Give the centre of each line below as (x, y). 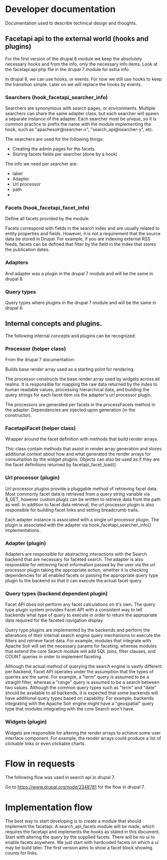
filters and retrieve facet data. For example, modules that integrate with (78, 641)
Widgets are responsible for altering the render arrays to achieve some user (83, 733)
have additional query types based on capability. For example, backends (80, 698)
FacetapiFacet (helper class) (41, 428)
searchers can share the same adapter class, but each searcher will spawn (82, 114)
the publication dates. (27, 250)
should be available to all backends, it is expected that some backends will (82, 693)
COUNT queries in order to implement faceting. (54, 657)
